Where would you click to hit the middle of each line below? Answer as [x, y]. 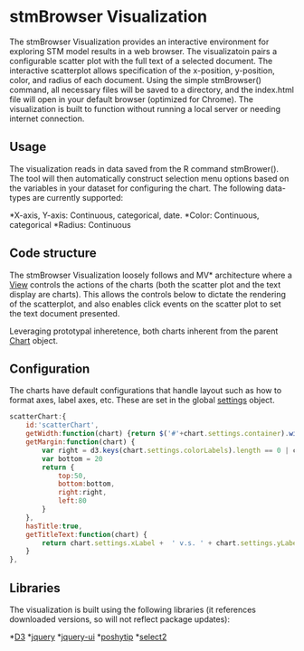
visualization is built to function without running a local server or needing [145, 108]
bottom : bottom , [86, 484]
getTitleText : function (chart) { [86, 534]
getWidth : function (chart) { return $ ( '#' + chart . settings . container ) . [157, 434]
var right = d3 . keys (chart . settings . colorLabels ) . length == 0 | [166, 450]
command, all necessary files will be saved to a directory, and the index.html [152, 90]
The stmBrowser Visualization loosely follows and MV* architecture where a [151, 275]
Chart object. [34, 340]
